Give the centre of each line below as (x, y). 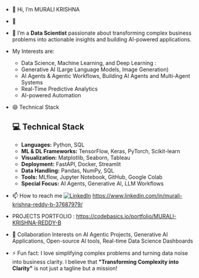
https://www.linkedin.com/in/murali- (137, 195)
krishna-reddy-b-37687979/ (47, 204)
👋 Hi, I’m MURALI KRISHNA (46, 9)
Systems (32, 82)
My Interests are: (33, 51)
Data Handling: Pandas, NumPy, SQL (68, 170)
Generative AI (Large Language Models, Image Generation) (95, 69)
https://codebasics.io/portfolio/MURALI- (126, 216)
